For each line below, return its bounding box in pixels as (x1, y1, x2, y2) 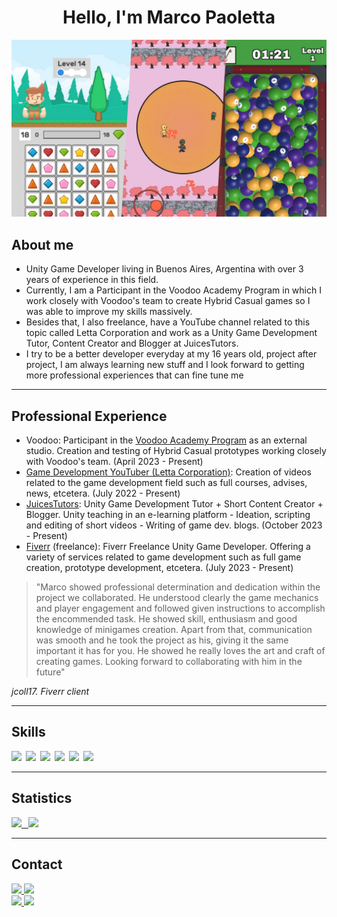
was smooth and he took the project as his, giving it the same (35, 634, 289, 646)
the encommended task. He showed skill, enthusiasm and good (35, 613, 298, 625)
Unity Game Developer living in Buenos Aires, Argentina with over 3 (25, 263, 304, 275)
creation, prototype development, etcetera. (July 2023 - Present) (25, 562, 294, 574)
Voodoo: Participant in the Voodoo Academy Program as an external (25, 434, 308, 446)
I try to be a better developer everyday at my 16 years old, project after (25, 348, 318, 360)
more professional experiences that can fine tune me (25, 369, 244, 381)
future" (35, 666, 66, 678)
